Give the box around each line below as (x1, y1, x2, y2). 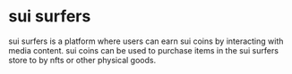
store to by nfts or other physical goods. (8, 54, 157, 65)
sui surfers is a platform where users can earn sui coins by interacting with (8, 36, 284, 46)
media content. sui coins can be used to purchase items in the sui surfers (8, 45, 279, 55)
